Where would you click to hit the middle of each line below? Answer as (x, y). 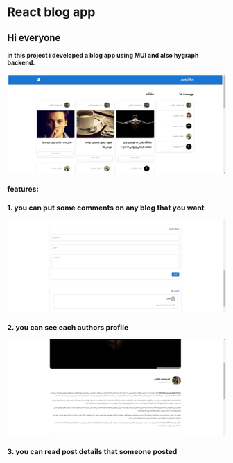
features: (23, 189)
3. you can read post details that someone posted (92, 452)
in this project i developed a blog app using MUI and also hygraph (103, 56)
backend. (21, 62)
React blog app (51, 12)
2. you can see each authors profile (68, 328)
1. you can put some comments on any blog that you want (106, 208)
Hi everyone (34, 38)
